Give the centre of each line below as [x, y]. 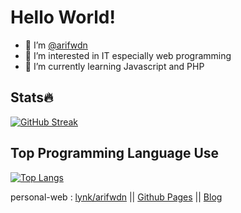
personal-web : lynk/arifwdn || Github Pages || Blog [116, 197]
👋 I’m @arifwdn [56, 45]
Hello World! [63, 17]
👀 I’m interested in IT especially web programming [128, 55]
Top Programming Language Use [115, 153]
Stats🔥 [32, 97]
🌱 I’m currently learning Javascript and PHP [114, 66]
